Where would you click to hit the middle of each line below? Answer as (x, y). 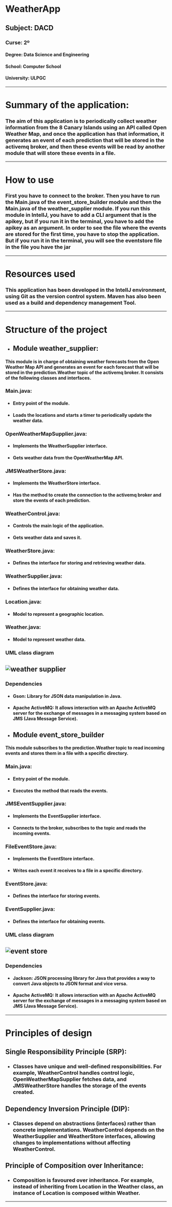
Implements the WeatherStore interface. (57, 483)
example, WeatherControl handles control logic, (73, 1073)
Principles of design (49, 1033)
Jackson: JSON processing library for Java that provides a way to (84, 978)
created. (24, 1092)
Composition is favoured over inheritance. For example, (83, 1180)
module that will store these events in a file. (61, 153)
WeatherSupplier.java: (34, 576)
